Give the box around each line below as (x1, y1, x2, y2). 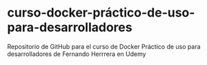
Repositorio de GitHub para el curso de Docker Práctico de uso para (7, 42, 201, 50)
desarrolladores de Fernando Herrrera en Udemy (7, 50, 146, 58)
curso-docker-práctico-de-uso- (7, 5, 195, 21)
